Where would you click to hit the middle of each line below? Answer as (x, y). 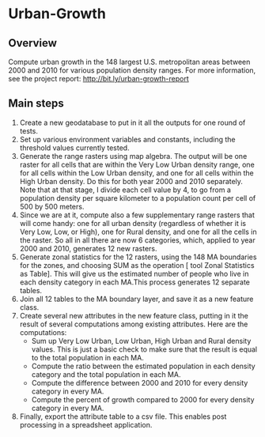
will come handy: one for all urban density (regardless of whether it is (133, 223)
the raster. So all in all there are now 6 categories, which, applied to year (137, 240)
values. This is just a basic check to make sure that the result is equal (144, 349)
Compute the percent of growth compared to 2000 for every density (143, 399)
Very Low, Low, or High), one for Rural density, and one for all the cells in (138, 232)
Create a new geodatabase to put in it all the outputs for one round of (132, 122)
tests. (28, 130)
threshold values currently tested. (74, 148)
